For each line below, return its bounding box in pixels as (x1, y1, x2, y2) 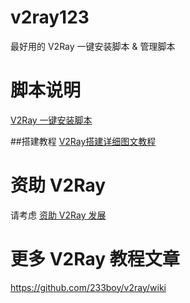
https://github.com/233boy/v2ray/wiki (10, 281, 167, 293)
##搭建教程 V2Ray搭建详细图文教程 (10, 135, 157, 147)
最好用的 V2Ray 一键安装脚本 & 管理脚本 (10, 40, 176, 52)
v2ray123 (10, 6, 90, 29)
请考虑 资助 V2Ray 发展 (10, 209, 107, 221)
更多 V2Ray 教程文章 (10, 248, 180, 270)
